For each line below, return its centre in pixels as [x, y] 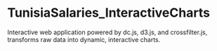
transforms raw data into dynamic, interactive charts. [84, 39]
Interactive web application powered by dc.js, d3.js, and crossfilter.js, [107, 32]
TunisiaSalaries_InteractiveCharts [109, 13]
